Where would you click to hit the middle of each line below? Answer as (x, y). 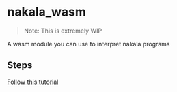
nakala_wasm (47, 12)
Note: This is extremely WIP (63, 31)
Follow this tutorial (33, 82)
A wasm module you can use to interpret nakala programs (88, 44)
